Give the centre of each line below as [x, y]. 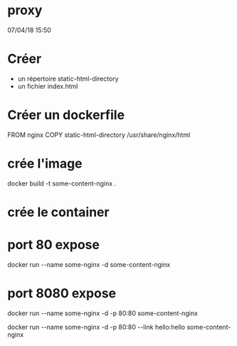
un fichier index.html [48, 86]
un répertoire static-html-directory [68, 78]
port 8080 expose [62, 294]
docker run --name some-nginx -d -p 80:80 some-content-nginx [102, 313]
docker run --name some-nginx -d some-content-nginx [89, 264]
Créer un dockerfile [66, 115]
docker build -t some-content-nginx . [62, 183]
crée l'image [45, 163]
